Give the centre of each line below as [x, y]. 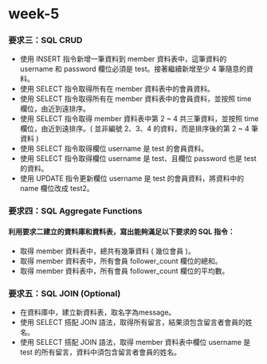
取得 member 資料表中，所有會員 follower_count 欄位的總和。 [121, 260]
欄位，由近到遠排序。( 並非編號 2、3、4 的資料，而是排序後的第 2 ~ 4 [134, 129]
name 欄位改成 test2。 [57, 189]
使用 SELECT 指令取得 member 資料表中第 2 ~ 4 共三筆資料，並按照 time [139, 119]
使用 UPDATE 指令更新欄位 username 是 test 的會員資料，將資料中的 [132, 178]
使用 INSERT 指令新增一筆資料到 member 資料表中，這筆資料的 [123, 59]
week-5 [34, 14]
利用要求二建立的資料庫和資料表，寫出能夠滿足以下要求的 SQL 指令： [122, 231]
